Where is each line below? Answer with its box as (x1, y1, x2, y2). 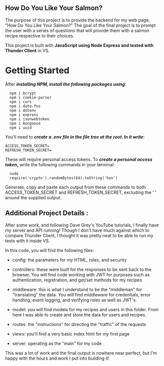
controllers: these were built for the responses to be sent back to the (12, 266, 152, 272)
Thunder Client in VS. (5, 47, 50, 53)
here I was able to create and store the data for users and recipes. (12, 312, 147, 318)
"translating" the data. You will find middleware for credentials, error (12, 292, 151, 297)
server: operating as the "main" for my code (12, 340, 102, 346)
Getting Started (5, 65, 70, 76)
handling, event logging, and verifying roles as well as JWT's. (12, 297, 137, 303)
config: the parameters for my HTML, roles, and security (12, 256, 127, 263)
